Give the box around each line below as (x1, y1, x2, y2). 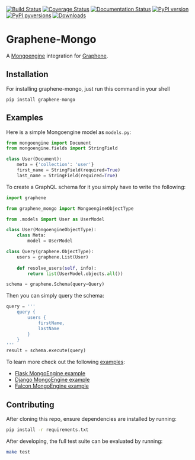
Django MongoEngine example (14, 376, 90, 384)
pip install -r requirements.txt (6, 427, 89, 433)
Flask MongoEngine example (14, 370, 86, 377)
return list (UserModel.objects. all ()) (27, 270, 123, 277)
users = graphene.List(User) (17, 254, 89, 260)
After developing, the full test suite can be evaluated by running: (6, 437, 163, 445)
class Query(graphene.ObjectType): (6, 249, 94, 255)
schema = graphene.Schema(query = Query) (6, 282, 105, 287)
